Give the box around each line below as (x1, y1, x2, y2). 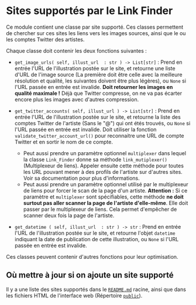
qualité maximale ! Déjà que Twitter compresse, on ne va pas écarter (14, 90, 183, 97)
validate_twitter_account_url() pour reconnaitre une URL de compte (14, 132, 184, 139)
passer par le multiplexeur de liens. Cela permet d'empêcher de (23, 205, 177, 213)
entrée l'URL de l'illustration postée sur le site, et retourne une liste (14, 64, 176, 71)
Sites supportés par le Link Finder (6, 4, 173, 18)
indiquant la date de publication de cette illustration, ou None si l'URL (14, 235, 179, 242)
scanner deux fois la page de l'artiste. (23, 212, 115, 219)
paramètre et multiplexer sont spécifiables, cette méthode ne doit (23, 193, 184, 200)
